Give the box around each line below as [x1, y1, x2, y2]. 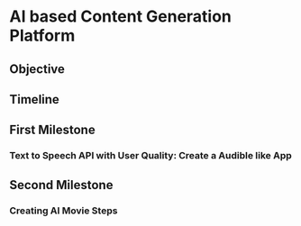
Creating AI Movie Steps [9, 204, 118, 217]
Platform [9, 25, 76, 46]
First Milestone [9, 122, 96, 138]
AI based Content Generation [9, 6, 233, 27]
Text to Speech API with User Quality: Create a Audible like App [9, 149, 293, 162]
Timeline [9, 92, 60, 107]
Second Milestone [9, 177, 114, 193]
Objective [9, 61, 66, 77]
